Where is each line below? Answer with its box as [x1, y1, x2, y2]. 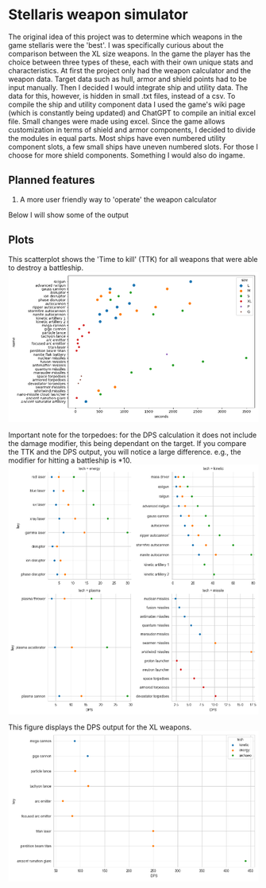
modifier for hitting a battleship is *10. [8, 456, 133, 465]
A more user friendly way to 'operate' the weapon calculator [19, 194, 217, 204]
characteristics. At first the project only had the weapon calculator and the [8, 65, 252, 75]
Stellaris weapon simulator [8, 6, 189, 24]
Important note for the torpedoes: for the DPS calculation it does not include [8, 430, 257, 440]
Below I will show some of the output [8, 209, 129, 220]
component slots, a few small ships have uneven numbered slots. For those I [8, 142, 258, 151]
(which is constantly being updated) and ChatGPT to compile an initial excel [8, 108, 256, 117]
